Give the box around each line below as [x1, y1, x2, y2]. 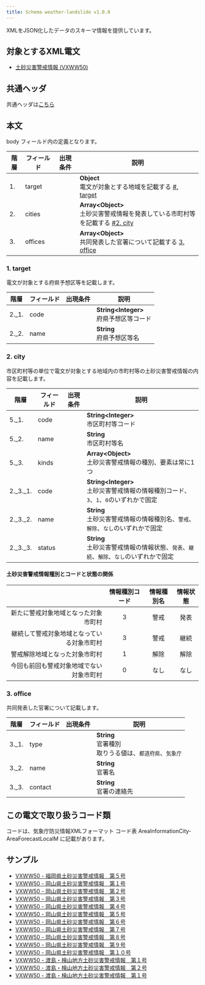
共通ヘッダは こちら [6, 101, 55, 108]
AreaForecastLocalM [6, 835, 59, 842]
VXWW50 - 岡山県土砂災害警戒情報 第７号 [15, 926, 126, 933]
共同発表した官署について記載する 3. [79, 238, 185, 246]
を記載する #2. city [79, 219, 134, 227]
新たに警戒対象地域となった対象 [10, 608, 103, 617]
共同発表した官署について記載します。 [6, 704, 103, 712]
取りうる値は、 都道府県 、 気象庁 [96, 749, 182, 758]
